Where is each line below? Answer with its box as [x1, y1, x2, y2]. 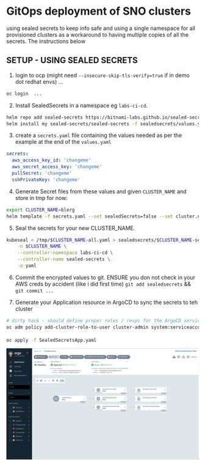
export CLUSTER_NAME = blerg [6, 207, 75, 213]
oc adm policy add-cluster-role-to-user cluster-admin [6, 324, 149, 330]
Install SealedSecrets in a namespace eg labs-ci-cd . [15, 102, 148, 109]
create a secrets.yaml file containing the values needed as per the [15, 131, 182, 139]
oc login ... [6, 91, 43, 97]
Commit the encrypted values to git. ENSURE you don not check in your [15, 273, 195, 281]
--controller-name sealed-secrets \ [17, 256, 111, 262]
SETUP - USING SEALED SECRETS [6, 55, 138, 65]
